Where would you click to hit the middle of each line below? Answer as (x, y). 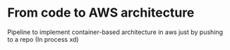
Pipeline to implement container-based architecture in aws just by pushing (115, 32)
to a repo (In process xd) (43, 39)
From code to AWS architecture (101, 13)
